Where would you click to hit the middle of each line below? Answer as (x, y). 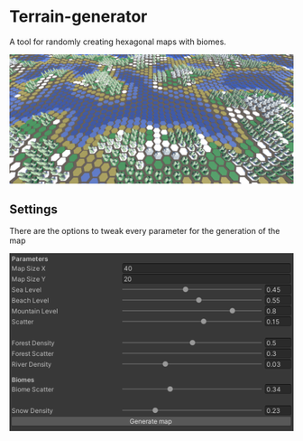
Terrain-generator (78, 17)
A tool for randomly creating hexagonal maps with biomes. (118, 42)
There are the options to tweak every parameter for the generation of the (145, 231)
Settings (34, 209)
